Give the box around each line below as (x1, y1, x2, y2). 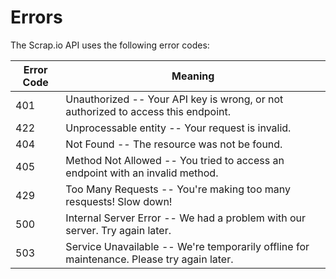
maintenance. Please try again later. (65, 252, 234, 266)
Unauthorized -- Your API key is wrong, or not (65, 92, 284, 106)
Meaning (171, 69, 215, 83)
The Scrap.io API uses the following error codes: (10, 39, 210, 51)
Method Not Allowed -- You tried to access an (65, 153, 285, 167)
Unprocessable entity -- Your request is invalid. (65, 121, 292, 135)
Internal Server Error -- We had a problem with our (65, 211, 307, 225)
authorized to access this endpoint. (65, 104, 232, 118)
